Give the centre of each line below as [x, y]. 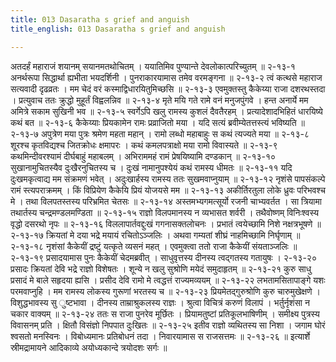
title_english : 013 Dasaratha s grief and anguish [118, 29]
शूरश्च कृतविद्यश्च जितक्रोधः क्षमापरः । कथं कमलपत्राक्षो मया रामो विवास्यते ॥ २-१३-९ [144, 145]
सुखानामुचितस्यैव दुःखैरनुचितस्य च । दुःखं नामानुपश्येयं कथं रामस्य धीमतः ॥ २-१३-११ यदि [151, 167]
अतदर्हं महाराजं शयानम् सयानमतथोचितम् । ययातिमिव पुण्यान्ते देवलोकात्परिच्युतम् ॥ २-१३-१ [153, 66]
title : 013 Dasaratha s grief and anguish [100, 19]
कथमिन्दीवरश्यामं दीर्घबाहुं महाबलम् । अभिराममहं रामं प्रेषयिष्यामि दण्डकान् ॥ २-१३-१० [143, 156]
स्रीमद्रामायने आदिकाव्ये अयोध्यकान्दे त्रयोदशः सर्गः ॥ [89, 347]
